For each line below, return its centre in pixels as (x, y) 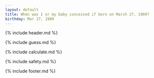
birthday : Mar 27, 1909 (30, 19)
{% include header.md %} (31, 33)
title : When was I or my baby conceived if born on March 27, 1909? (77, 14)
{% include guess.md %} (30, 42)
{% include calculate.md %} (34, 52)
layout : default (22, 10)
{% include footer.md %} (30, 71)
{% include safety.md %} (31, 62)
